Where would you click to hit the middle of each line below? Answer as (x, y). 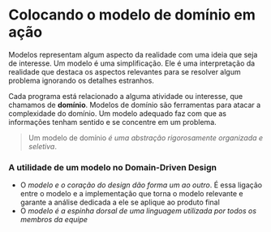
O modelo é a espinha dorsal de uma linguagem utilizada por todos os (138, 211)
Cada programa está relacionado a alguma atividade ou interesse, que (126, 96)
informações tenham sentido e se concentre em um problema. (112, 122)
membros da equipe (54, 220)
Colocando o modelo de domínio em (132, 15)
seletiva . (42, 146)
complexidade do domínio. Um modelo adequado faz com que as (118, 113)
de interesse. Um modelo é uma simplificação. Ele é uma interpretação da (132, 63)
